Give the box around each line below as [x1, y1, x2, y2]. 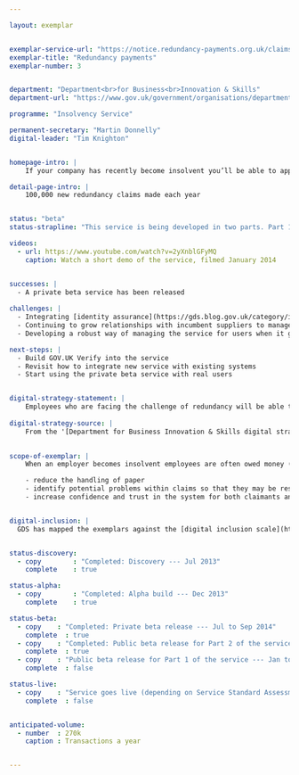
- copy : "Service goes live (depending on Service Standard [17, 688, 261, 697]
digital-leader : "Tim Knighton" [9, 134, 129, 143]
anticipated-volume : [9, 720, 86, 730]
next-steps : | [9, 345, 62, 354]
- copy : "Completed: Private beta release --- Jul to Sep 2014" [17, 622, 277, 631]
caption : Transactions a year [25, 737, 141, 746]
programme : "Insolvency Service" [9, 110, 133, 119]
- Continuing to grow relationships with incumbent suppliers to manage [17, 321, 293, 330]
